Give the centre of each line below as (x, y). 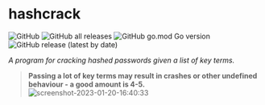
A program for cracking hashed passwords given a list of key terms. (122, 60)
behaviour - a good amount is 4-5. (86, 84)
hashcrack (45, 14)
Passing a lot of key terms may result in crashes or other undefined (143, 75)
